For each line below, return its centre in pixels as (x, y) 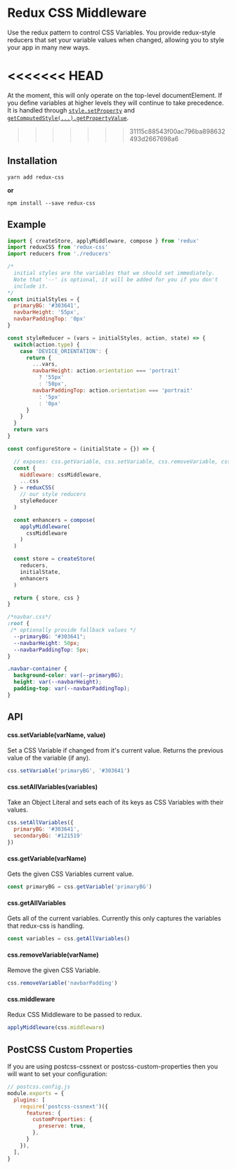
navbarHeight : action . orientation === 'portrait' (106, 371)
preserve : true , (62, 1126)
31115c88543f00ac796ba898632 (178, 131)
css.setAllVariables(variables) (53, 786)
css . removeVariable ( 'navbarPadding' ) (63, 983)
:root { (19, 624)
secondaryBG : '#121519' (48, 836)
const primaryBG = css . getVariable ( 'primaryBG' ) (80, 887)
